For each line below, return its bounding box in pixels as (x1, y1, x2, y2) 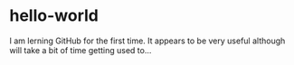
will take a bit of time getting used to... (9, 44, 152, 55)
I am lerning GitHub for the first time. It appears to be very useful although (9, 35, 286, 46)
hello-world (9, 5, 100, 26)
